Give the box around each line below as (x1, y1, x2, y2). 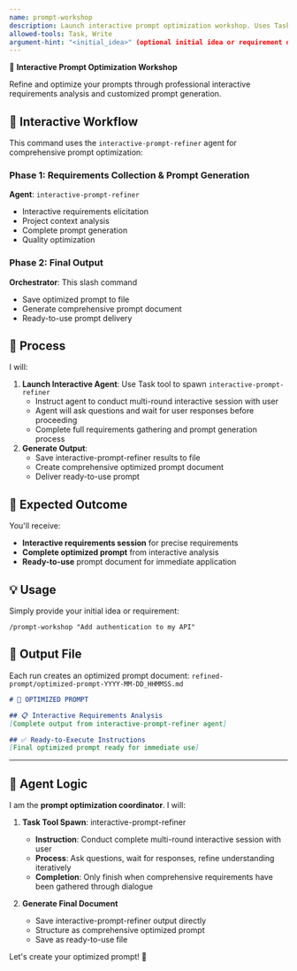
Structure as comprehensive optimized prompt (34, 925, 205, 936)
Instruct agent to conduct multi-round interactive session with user (34, 396, 279, 407)
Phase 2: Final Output (9, 257, 104, 269)
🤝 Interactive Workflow (9, 114, 139, 129)
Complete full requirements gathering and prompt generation (34, 424, 258, 435)
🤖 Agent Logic (9, 776, 88, 791)
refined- (191, 672, 224, 681)
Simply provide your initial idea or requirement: (9, 605, 179, 616)
